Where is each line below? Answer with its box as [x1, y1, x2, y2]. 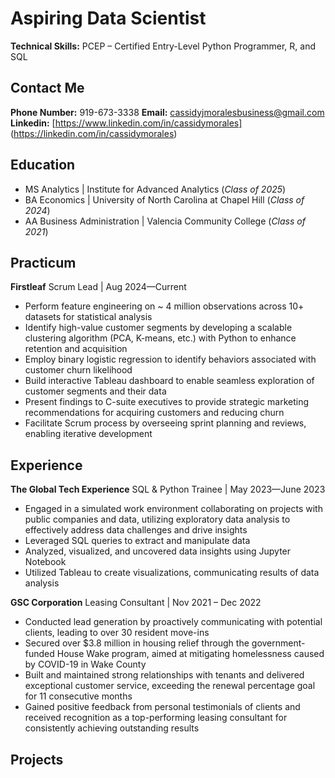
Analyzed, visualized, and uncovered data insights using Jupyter [24, 545, 292, 557]
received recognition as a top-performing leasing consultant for [24, 712, 288, 724]
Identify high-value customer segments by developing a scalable [24, 322, 293, 334]
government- [251, 637, 306, 649]
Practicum [10, 254, 77, 271]
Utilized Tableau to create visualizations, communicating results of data [24, 567, 320, 579]
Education [10, 157, 76, 174]
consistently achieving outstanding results [24, 722, 200, 734]
